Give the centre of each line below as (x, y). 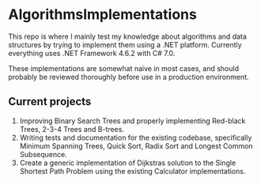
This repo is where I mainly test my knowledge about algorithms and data (128, 36)
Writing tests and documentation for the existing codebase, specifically (136, 137)
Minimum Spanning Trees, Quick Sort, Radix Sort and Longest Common (136, 146)
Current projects (50, 101)
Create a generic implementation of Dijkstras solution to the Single (128, 163)
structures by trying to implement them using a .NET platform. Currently (125, 44)
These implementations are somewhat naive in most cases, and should (124, 68)
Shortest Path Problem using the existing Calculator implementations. (132, 171)
